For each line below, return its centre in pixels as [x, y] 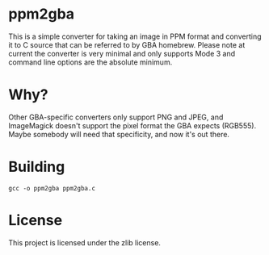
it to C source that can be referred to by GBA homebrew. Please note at [127, 44]
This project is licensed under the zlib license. [85, 242]
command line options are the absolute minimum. [90, 62]
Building [37, 167]
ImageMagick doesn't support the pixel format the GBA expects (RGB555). [132, 125]
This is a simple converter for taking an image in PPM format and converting [135, 36]
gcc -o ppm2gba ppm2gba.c [52, 188]
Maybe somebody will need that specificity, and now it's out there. [119, 134]
